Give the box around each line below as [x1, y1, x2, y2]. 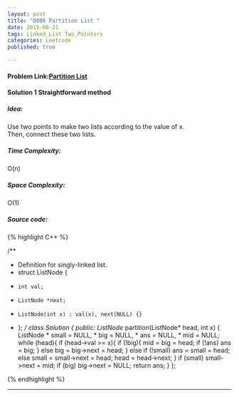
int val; [17, 283, 44, 291]
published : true [7, 43, 55, 51]
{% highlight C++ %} [7, 233, 69, 242]
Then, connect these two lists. [7, 130, 96, 139]
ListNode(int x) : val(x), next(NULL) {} [17, 311, 142, 318]
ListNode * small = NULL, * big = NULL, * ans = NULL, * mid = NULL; [17, 331, 220, 339]
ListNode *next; [17, 297, 66, 304]
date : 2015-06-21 [7, 24, 59, 31]
